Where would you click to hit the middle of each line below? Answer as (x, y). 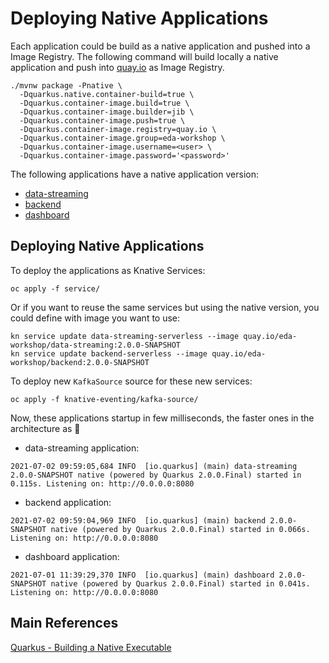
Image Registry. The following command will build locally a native (144, 56)
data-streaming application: (82, 448)
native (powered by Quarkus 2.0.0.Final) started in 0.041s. (180, 583)
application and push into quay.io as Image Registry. (117, 67)
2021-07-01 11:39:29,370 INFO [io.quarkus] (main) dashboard (142, 575)
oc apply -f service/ (55, 288)
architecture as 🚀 (45, 428)
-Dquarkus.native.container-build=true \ (107, 94)
